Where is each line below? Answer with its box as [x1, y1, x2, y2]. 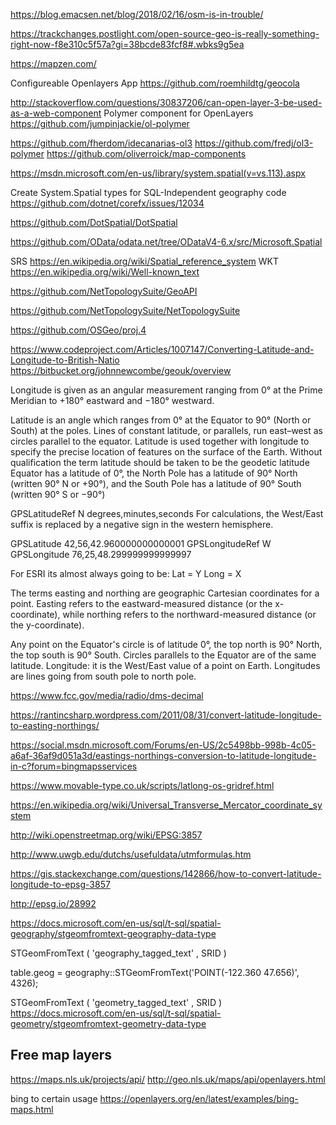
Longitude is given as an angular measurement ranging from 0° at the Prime [10, 384, 323, 396]
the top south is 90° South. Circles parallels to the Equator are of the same [10, 649, 317, 661]
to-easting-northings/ [10, 720, 100, 731]
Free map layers [10, 1047, 113, 1064]
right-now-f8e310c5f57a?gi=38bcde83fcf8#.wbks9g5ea [10, 39, 245, 50]
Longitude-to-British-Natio [10, 354, 120, 366]
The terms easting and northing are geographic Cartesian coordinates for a [10, 587, 320, 599]
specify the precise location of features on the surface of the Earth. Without [10, 446, 323, 458]
